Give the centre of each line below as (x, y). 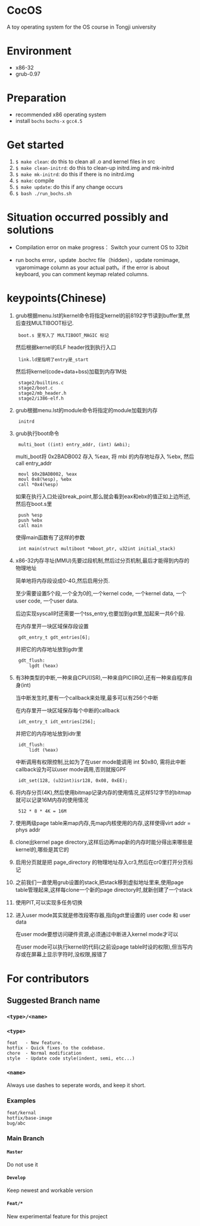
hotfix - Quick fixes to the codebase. (56, 1048)
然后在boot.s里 (34, 504)
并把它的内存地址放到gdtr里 (49, 649)
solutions (30, 230)
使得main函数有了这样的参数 (50, 537)
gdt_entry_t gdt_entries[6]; (54, 637)
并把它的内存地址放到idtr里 (48, 733)
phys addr (28, 829)
